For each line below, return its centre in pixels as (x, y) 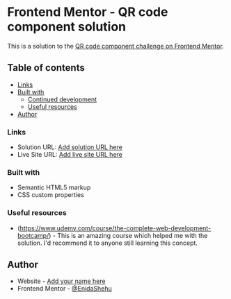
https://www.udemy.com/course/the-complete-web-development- (115, 228)
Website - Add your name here (61, 281)
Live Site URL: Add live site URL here (70, 155)
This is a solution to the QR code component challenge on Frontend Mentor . (115, 46)
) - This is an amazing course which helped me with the (128, 235)
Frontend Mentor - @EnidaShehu (65, 289)
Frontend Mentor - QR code (88, 12)
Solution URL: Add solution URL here (70, 147)
